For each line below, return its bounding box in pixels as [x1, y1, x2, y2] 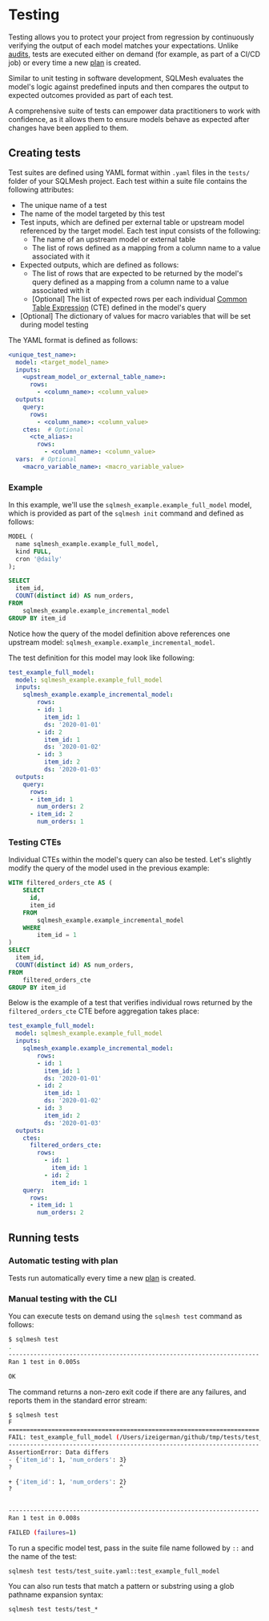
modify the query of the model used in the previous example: [8, 863, 210, 873]
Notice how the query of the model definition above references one [8, 629, 231, 638]
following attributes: [8, 185, 74, 194]
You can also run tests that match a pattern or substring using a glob [8, 1581, 235, 1590]
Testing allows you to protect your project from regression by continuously [8, 32, 255, 42]
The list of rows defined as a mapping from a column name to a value [31, 242, 261, 252]
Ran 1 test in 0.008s [8, 1514, 81, 1522]
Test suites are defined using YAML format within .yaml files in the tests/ [8, 167, 251, 177]
